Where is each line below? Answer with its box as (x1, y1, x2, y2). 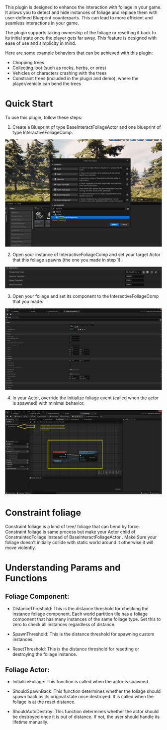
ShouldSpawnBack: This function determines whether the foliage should (12, 688, 161, 694)
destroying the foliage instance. (12, 651, 78, 657)
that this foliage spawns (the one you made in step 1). (12, 257, 122, 263)
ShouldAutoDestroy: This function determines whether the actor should (12, 709, 159, 715)
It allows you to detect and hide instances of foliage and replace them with (5, 9, 158, 15)
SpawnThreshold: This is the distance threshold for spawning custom (12, 631, 155, 637)
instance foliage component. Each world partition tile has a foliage (12, 611, 148, 617)
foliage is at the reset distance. (12, 699, 76, 705)
